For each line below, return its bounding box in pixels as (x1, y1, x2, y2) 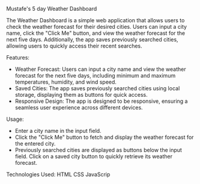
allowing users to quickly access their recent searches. (6, 42, 142, 49)
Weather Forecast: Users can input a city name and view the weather (14, 66, 186, 73)
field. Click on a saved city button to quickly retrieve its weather (14, 153, 173, 160)
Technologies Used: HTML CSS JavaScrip (6, 171, 111, 178)
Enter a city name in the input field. (14, 127, 102, 134)
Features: (6, 54, 30, 61)
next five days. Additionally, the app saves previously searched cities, (6, 36, 178, 43)
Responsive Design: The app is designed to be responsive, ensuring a (14, 97, 188, 105)
